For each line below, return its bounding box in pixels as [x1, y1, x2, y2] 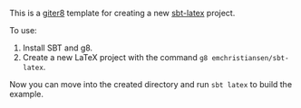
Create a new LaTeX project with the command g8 [22, 52, 209, 62]
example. [9, 89, 44, 99]
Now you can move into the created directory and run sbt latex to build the [9, 79, 293, 89]
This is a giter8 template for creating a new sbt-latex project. [9, 8, 236, 18]
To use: [9, 25, 38, 35]
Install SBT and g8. [22, 42, 93, 53]
